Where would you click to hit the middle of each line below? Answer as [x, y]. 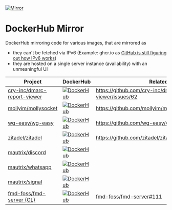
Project [33, 81]
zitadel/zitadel [25, 137]
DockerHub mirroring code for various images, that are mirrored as [76, 43]
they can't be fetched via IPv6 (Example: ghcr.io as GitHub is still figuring [90, 52]
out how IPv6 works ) [35, 58]
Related [159, 81]
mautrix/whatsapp [30, 167]
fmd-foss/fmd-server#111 [129, 196]
